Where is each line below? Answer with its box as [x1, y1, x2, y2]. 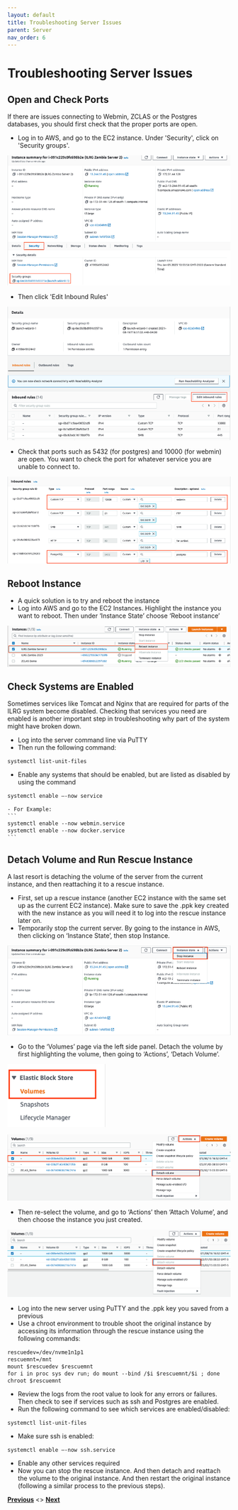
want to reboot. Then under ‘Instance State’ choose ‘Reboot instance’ [17, 611, 220, 620]
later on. [17, 917, 42, 925]
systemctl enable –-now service [7, 792, 103, 800]
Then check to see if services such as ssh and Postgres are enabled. [17, 1397, 220, 1406]
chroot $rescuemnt [7, 1377, 62, 1384]
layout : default [7, 11, 55, 18]
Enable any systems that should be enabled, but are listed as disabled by [17, 770, 230, 779]
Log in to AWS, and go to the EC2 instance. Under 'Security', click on [17, 133, 219, 142]
